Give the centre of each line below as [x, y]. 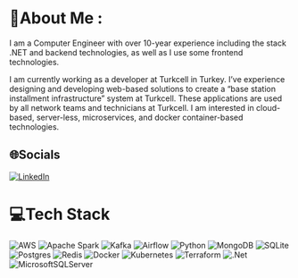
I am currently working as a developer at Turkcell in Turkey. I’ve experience [147, 79]
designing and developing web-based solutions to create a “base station [143, 88]
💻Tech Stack [60, 214]
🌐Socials [35, 155]
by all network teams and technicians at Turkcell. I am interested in [132, 107]
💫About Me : [56, 18]
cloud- [268, 107]
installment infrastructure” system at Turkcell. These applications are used [146, 98]
